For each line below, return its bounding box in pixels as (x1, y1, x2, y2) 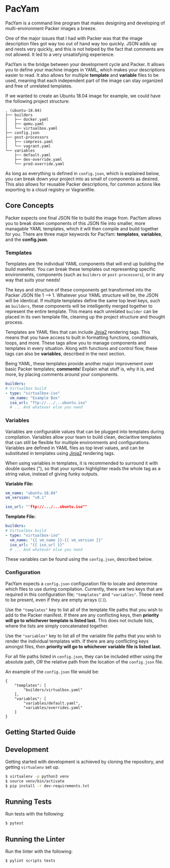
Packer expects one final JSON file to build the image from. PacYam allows (5, 215, 161, 221)
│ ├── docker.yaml (5, 117, 49, 122)
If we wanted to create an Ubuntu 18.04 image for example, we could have (5, 93, 161, 99)
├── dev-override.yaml (14, 157, 62, 162)
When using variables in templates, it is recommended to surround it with (5, 460, 158, 466)
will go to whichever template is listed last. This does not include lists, (5, 617, 154, 623)
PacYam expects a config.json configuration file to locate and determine (5, 581, 158, 587)
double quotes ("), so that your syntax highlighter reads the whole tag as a (5, 465, 161, 471)
